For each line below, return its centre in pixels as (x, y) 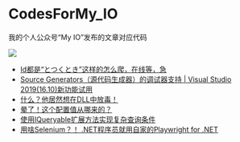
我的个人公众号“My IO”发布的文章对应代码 (78, 37)
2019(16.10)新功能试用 (56, 89)
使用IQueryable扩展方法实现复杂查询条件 (87, 119)
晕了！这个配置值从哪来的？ (66, 109)
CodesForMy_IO (63, 14)
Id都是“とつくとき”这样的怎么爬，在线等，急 (93, 69)
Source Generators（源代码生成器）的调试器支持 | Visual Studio (126, 79)
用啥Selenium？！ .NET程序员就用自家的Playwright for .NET (119, 129)
